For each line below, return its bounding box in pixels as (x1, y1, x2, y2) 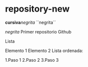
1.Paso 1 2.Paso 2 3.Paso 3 (5, 57, 59, 63)
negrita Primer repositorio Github (5, 29, 72, 34)
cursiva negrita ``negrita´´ (5, 19, 56, 25)
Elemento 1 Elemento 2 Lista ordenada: (5, 48, 83, 53)
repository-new (5, 3, 70, 15)
